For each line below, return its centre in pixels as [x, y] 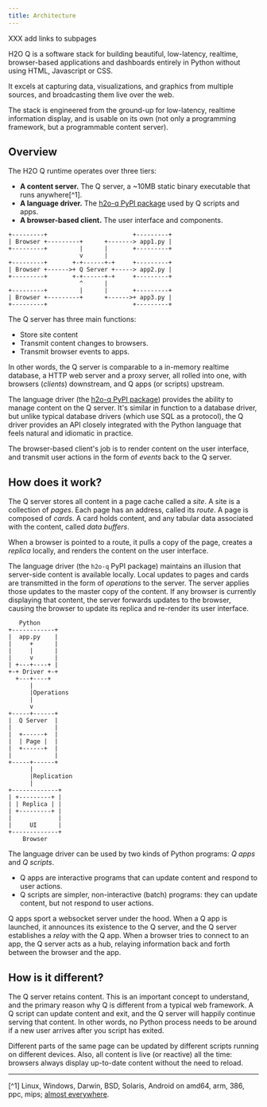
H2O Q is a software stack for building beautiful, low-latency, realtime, [123, 53]
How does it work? [55, 482]
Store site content [49, 334]
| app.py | [33, 637]
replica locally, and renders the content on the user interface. [108, 551]
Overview [33, 152]
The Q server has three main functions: [72, 319]
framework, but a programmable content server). [88, 127]
